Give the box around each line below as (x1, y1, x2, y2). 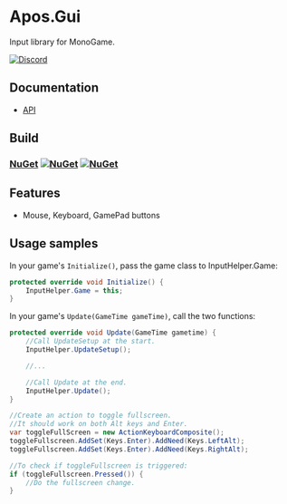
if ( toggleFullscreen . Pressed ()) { (9, 470, 144, 479)
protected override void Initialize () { (9, 277, 165, 286)
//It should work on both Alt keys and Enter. (9, 420, 188, 429)
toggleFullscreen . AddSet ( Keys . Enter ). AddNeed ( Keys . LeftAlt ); (9, 437, 245, 446)
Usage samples (9, 236, 99, 251)
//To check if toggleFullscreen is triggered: (9, 460, 188, 470)
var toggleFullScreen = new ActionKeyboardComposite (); (9, 428, 225, 437)
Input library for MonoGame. (9, 36, 116, 47)
